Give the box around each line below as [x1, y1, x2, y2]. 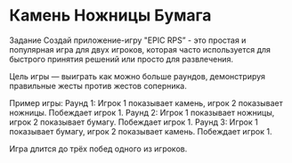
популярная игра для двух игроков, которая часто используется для [9, 44, 272, 54]
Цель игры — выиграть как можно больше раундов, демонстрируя [9, 70, 265, 81]
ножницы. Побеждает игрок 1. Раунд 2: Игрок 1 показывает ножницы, [9, 107, 275, 118]
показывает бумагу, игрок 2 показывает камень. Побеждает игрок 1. [9, 126, 272, 136]
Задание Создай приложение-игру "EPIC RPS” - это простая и [9, 35, 247, 45]
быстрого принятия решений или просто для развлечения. [9, 53, 234, 64]
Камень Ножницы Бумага [9, 5, 212, 26]
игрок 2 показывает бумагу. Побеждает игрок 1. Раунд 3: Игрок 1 [9, 117, 258, 127]
